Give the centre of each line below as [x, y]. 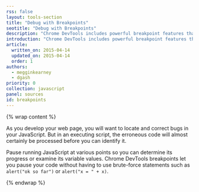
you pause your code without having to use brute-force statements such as [98, 165]
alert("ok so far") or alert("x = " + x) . [57, 171]
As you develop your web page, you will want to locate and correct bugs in [97, 128]
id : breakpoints [26, 100]
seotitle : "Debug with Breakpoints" [51, 28]
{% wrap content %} [31, 117]
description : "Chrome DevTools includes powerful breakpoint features [95, 34]
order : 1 [22, 61]
